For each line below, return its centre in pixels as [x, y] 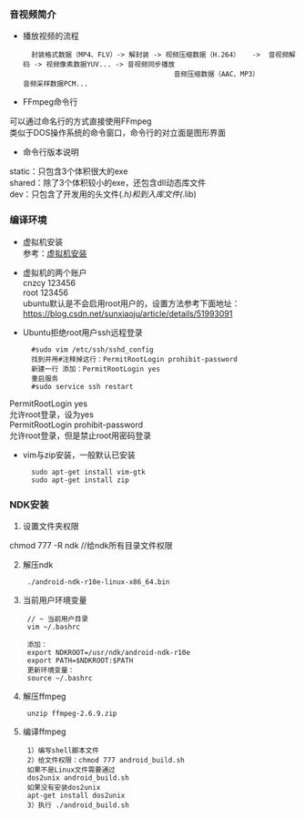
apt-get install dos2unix [76, 795]
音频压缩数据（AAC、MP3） [216, 75]
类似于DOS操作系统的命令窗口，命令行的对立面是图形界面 [117, 133]
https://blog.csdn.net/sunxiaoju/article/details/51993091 [127, 313]
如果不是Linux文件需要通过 [71, 770]
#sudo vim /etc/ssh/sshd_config [92, 349]
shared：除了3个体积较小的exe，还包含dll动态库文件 [108, 183]
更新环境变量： [51, 670]
